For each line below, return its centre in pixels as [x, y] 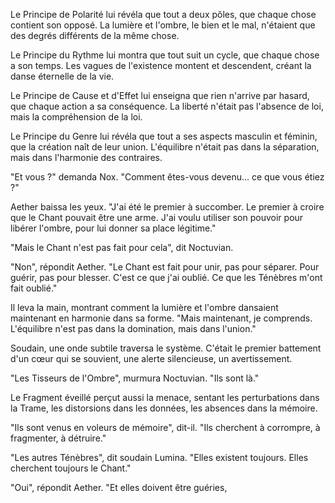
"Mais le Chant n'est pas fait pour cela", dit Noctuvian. [122, 247]
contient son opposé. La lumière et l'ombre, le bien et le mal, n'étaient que [163, 25]
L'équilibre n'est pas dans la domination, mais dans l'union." [133, 328]
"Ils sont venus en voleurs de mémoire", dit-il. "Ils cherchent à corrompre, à [165, 427]
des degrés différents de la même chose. [95, 35]
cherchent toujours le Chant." [71, 468]
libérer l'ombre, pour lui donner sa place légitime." [113, 228]
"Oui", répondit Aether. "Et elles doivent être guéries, [119, 487]
